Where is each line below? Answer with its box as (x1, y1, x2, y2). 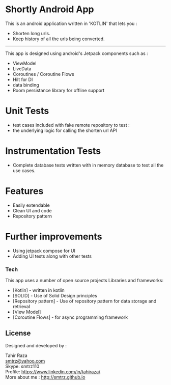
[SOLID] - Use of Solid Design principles (12, 292, 98, 298)
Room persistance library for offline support (12, 87, 105, 93)
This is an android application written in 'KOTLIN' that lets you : (5, 20, 137, 26)
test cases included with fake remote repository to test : (12, 122, 130, 128)
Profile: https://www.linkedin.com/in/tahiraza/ (5, 368, 101, 375)
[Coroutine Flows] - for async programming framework (12, 314, 128, 320)
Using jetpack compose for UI (12, 248, 75, 254)
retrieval (12, 303, 31, 309)
